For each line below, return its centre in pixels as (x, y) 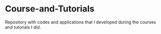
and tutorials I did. (23, 27)
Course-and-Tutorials (50, 9)
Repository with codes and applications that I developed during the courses (80, 22)
